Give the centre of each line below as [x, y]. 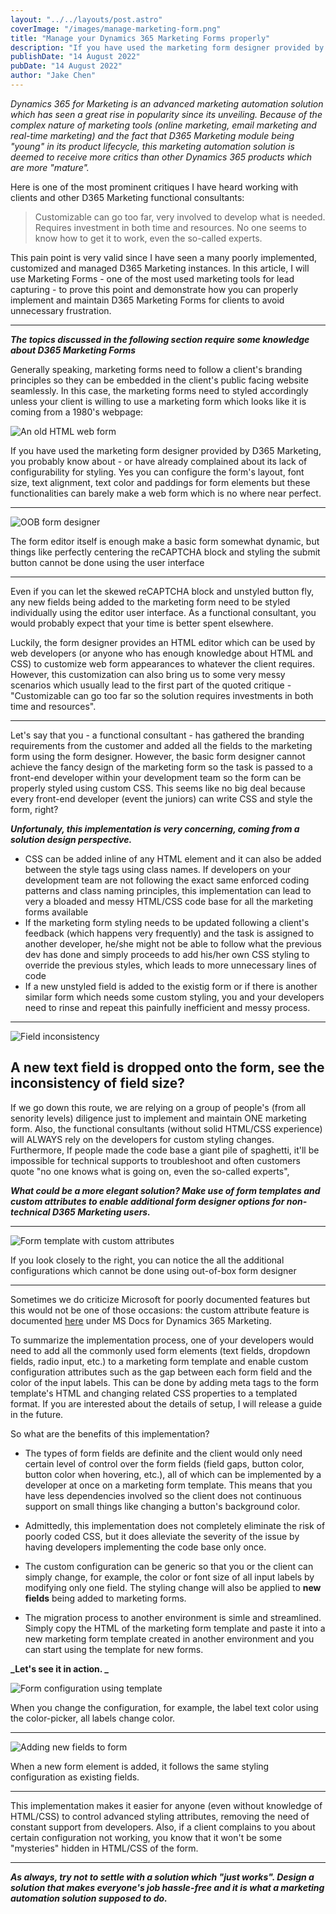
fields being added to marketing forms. [105, 1598]
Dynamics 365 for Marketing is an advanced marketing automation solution [167, 103]
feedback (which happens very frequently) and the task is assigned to [169, 933]
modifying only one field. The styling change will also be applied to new [173, 1587]
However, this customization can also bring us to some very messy [148, 674]
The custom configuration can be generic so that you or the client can [169, 1566]
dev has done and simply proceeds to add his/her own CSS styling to [167, 954]
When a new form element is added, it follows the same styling [140, 1766]
